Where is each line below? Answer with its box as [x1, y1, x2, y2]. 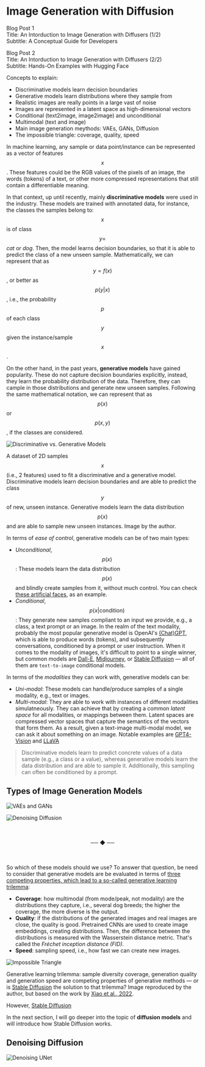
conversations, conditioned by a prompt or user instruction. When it [15, 642, 185, 649]
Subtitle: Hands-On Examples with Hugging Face [6, 62, 129, 70]
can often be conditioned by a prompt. [21, 768, 118, 775]
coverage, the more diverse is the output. [15, 908, 120, 915]
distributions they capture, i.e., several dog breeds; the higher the [15, 901, 181, 908]
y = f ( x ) [93, 267, 112, 274]
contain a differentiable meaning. [6, 181, 90, 189]
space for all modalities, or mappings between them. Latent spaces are [15, 711, 194, 718]
